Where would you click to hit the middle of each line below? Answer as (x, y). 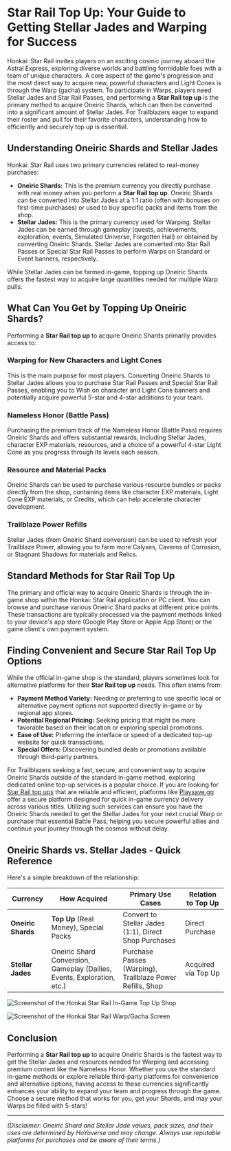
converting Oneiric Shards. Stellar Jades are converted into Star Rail (113, 244)
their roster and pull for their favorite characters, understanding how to (107, 119)
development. (26, 507)
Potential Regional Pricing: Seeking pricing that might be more (106, 721)
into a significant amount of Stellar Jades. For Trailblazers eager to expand (113, 112)
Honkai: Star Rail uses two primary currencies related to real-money (103, 165)
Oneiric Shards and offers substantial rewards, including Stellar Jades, (107, 437)
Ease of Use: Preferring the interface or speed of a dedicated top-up (114, 735)
